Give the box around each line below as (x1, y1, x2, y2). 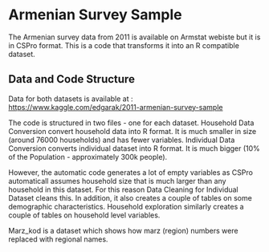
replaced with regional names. (8, 234, 108, 244)
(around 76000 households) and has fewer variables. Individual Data (8, 135, 235, 144)
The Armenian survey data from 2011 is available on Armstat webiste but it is (8, 32, 261, 42)
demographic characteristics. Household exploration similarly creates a (8, 201, 244, 211)
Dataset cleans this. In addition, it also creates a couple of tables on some (8, 193, 253, 202)
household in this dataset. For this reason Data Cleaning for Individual (8, 185, 238, 194)
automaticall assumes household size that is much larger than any (8, 176, 226, 185)
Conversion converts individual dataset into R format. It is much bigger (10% (8, 143, 261, 153)
